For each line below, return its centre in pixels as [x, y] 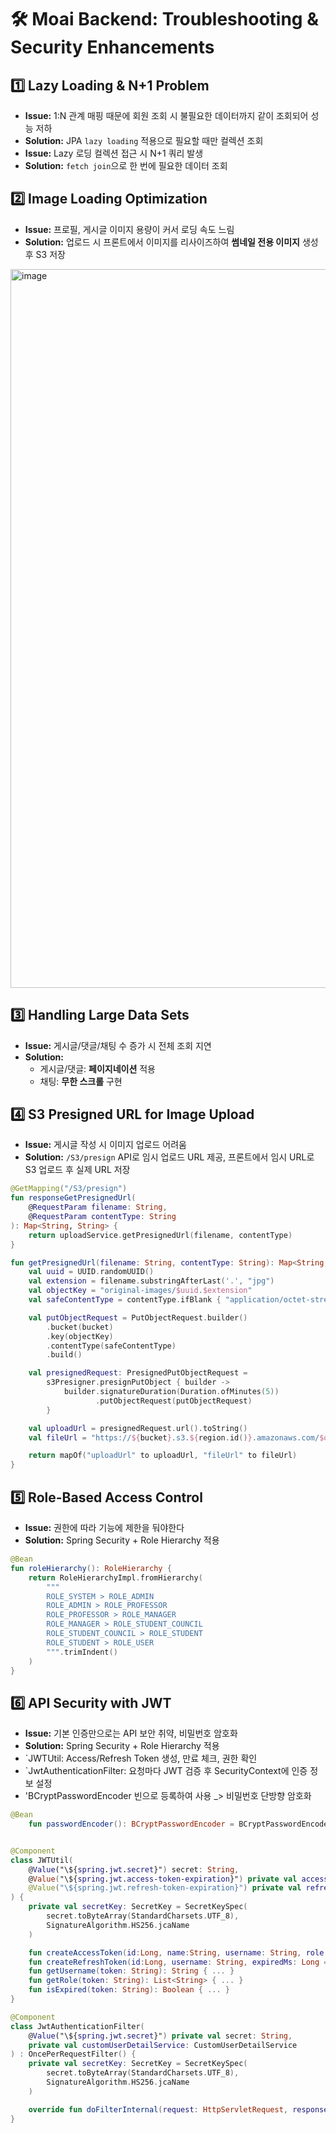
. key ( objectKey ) [80, 1336]
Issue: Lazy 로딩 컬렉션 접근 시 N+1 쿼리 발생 [114, 153]
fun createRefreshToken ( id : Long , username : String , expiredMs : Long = [178, 1962]
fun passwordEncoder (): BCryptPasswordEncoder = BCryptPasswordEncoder [180, 1824]
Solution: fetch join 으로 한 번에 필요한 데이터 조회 [126, 165]
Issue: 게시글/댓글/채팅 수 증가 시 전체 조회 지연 [118, 1045]
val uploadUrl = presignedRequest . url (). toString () [138, 1428]
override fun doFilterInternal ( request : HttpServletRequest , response [178, 2109]
